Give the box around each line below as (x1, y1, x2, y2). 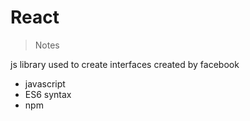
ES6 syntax (24, 88, 72, 100)
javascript (24, 77, 66, 90)
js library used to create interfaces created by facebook (10, 58, 240, 70)
